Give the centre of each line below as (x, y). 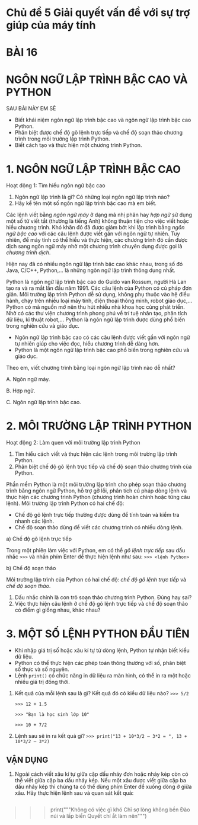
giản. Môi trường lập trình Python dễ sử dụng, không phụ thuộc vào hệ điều (98, 295)
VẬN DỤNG (27, 760)
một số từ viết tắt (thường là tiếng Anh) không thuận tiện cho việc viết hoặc (98, 221)
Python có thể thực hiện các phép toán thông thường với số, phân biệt (100, 663)
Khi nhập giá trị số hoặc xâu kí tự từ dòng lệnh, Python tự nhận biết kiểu (102, 650)
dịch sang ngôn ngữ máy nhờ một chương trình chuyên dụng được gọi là (94, 247)
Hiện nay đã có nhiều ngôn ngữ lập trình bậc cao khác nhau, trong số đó (95, 264)
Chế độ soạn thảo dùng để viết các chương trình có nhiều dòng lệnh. (99, 527)
